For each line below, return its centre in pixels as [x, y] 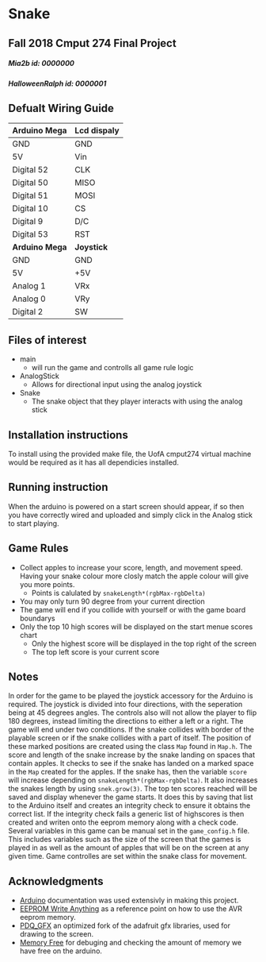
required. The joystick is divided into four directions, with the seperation [125, 705]
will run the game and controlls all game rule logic [112, 368]
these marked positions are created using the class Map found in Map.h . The [130, 747]
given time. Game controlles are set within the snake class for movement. [128, 856]
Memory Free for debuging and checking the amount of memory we [131, 943]
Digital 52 [30, 170]
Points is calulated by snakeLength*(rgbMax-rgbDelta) [118, 593]
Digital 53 [30, 234]
